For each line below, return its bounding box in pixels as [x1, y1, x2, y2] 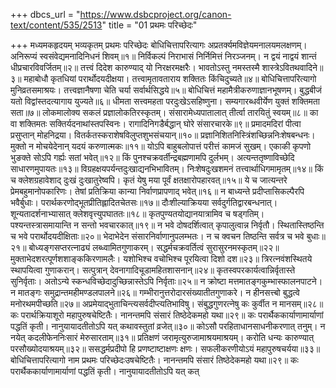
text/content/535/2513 [10, 19, 103, 31]
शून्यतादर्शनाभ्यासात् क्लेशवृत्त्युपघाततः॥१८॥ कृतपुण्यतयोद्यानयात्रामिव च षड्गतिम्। [10, 208, 265, 219]
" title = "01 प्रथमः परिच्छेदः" [101, 19, 198, 31]
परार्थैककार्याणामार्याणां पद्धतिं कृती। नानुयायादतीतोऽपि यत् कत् [10, 365, 200, 377]
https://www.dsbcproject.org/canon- [79, 9, 232, 20]
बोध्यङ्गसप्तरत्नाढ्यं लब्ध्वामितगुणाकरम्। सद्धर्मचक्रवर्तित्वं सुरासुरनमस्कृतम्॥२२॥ [28, 242, 280, 253]
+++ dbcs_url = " [10, 9, 81, 20]
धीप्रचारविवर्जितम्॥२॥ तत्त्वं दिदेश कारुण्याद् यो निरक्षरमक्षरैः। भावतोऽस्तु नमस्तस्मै [10, 62, 260, 73]
